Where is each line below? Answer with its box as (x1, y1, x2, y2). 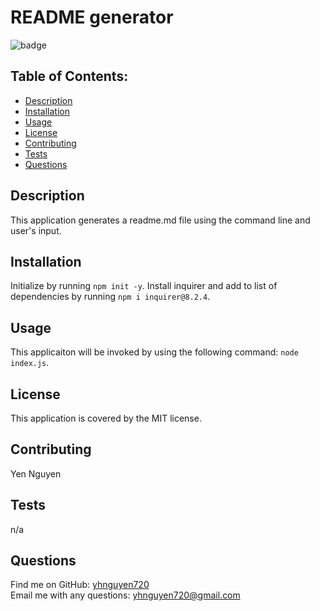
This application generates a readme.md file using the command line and (10, 214, 311, 226)
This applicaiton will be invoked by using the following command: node (10, 346, 299, 358)
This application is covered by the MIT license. (10, 412, 202, 424)
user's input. (10, 224, 62, 236)
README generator (10, 6, 174, 29)
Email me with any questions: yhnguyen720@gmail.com (10, 589, 241, 601)
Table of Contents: (10, 68, 129, 85)
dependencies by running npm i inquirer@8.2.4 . (10, 291, 211, 303)
